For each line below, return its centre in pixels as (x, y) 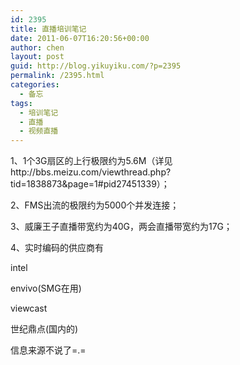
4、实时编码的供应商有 (57, 248)
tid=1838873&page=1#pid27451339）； (90, 184)
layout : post (37, 57)
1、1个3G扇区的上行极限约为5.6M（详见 (91, 161)
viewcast (29, 308)
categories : (35, 85)
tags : (21, 103)
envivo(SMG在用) (46, 288)
